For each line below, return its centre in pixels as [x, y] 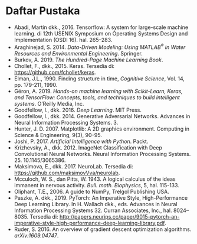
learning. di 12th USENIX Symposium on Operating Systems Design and [101, 33]
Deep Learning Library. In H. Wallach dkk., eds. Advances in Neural [96, 204]
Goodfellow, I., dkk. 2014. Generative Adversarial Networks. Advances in [102, 116]
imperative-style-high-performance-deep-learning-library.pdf [89, 223]
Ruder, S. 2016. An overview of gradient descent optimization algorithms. [103, 229]
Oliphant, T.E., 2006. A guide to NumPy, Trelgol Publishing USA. [91, 191]
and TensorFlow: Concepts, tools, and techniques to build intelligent [97, 97]
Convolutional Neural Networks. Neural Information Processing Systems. [102, 154]
